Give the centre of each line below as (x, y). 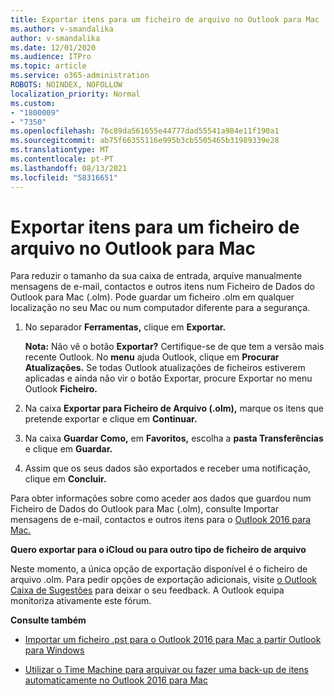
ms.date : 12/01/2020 (53, 47)
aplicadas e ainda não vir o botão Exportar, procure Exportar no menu (168, 378)
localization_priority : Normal (75, 94)
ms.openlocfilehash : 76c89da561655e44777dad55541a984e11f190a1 (145, 131)
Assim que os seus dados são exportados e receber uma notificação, (168, 468)
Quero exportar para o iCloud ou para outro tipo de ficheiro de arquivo (158, 550)
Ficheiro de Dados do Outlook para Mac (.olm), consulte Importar (145, 509)
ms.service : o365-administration (80, 76)
